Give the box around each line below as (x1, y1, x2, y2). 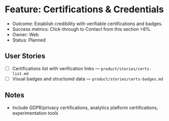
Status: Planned (12, 37, 46, 43)
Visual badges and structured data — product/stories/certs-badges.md (12, 75, 163, 82)
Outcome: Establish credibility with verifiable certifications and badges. (12, 21, 163, 27)
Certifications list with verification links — (12, 65, 100, 71)
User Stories (5, 52, 46, 60)
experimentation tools (12, 110, 58, 116)
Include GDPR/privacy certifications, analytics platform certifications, (12, 104, 158, 111)
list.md (12, 71, 29, 76)
